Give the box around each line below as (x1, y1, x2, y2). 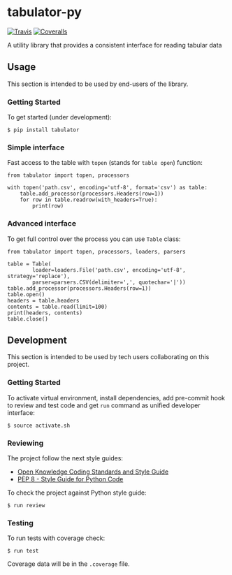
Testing (7, 518, 34, 527)
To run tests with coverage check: (7, 534, 106, 542)
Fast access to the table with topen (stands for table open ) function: (7, 159, 203, 167)
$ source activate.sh (7, 422, 71, 429)
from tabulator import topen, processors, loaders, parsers (7, 248, 187, 255)
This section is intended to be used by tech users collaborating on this (7, 353, 210, 361)
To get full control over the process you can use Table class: (7, 235, 181, 243)
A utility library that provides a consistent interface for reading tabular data (7, 41, 222, 49)
